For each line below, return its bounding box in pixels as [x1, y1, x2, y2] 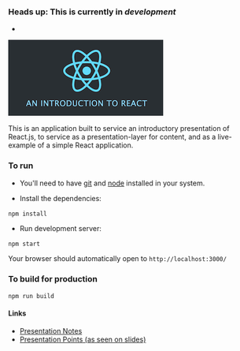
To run [8, 160, 34, 171]
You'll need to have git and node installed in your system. [19, 178, 205, 188]
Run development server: [19, 223, 102, 233]
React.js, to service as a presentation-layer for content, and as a [8, 133, 216, 142]
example [8, 140, 36, 150]
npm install [8, 210, 47, 218]
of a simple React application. [37, 140, 134, 150]
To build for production [8, 273, 98, 284]
